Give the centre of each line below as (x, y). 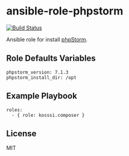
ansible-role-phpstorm (65, 11)
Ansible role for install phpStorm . (47, 39)
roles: (14, 110)
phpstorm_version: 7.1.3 (37, 72)
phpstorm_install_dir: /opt (42, 77)
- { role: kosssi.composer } (48, 115)
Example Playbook (42, 96)
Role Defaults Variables (51, 58)
